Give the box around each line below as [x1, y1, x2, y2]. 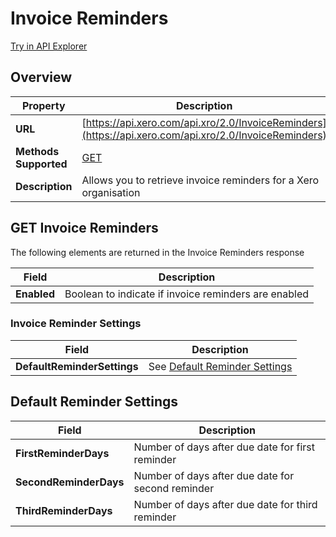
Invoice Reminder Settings [10, 317, 142, 331]
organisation [81, 185, 141, 199]
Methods [15, 144, 60, 158]
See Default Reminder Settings [148, 359, 293, 373]
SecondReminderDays [15, 475, 125, 489]
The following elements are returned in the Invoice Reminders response [10, 246, 305, 258]
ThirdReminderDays [15, 503, 113, 517]
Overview [10, 69, 73, 86]
